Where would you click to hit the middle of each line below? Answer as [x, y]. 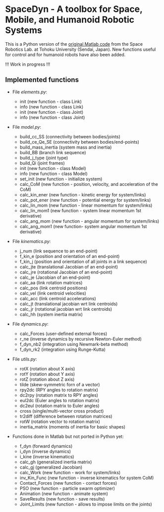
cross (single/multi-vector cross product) [62, 411]
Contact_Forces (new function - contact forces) [68, 483]
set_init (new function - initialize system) [61, 179]
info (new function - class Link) [52, 107]
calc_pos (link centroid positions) [54, 288]
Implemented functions [42, 80]
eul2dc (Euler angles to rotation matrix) [60, 400]
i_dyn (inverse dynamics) [45, 451]
